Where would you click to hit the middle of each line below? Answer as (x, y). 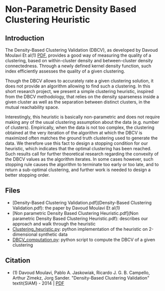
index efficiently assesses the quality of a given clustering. (65, 71)
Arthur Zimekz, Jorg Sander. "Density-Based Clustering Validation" (81, 278)
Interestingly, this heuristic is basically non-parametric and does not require (82, 117)
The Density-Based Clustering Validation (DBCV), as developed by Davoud (82, 50)
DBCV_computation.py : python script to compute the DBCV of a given (84, 239)
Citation (18, 260)
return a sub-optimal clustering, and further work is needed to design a (78, 170)
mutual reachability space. (32, 107)
